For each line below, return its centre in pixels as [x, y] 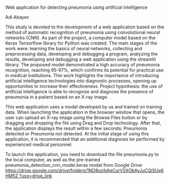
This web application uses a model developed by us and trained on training [84, 107]
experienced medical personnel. [39, 144]
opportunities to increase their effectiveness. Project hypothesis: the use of [84, 86]
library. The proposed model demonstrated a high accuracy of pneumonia [82, 65]
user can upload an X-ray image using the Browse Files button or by [76, 118]
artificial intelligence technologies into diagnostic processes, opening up [81, 81]
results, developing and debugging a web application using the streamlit [81, 59]
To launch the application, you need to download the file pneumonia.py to [82, 154]
